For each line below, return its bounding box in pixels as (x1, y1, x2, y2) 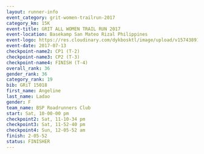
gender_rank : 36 (6, 71, 47, 77)
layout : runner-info (6, 8, 59, 15)
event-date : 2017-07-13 (6, 43, 67, 49)
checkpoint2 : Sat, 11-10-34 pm (6, 116, 86, 122)
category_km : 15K (6, 20, 50, 26)
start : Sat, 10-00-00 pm (6, 110, 69, 116)
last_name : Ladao (6, 93, 50, 99)
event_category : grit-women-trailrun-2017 (6, 15, 115, 21)
